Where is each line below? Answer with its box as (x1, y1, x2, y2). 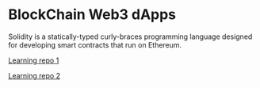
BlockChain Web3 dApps (8, 6, 177, 24)
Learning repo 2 (8, 71, 61, 80)
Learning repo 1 (8, 55, 59, 65)
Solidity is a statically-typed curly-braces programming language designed (8, 32, 253, 41)
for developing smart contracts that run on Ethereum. (8, 40, 182, 49)
